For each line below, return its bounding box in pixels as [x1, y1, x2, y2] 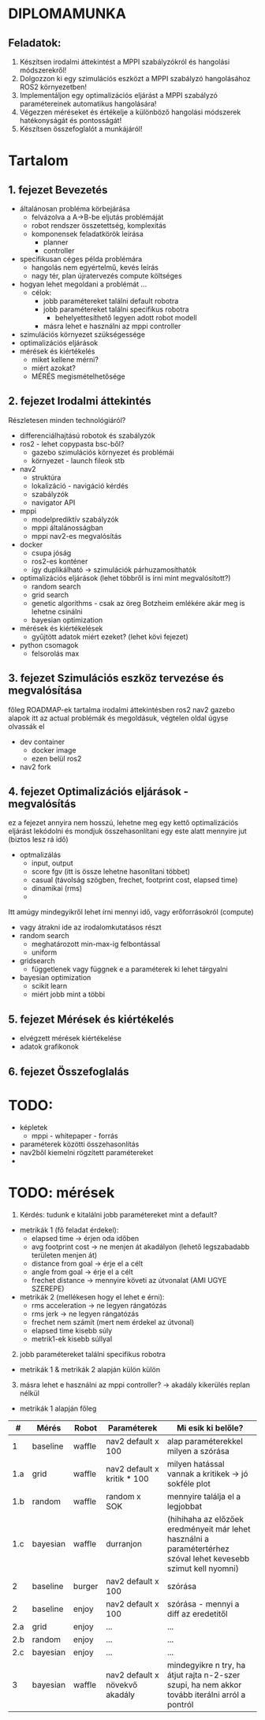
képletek [19, 1122, 48, 1132]
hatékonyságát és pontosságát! [19, 116, 122, 125]
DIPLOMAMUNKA [8, 5, 126, 23]
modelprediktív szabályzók [31, 514, 120, 524]
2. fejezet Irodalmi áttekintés [8, 394, 151, 408]
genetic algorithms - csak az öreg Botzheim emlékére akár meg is [31, 598, 245, 608]
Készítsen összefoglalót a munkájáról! [19, 124, 143, 133]
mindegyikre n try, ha [166, 1659, 246, 1670]
